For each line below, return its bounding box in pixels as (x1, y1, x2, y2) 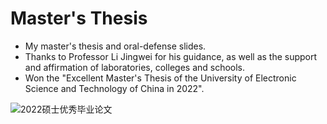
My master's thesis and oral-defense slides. (24, 40, 207, 52)
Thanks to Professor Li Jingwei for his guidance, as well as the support (24, 50, 318, 62)
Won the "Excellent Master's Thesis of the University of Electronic (24, 72, 297, 84)
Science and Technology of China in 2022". (24, 82, 205, 94)
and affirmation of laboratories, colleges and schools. (24, 61, 246, 73)
